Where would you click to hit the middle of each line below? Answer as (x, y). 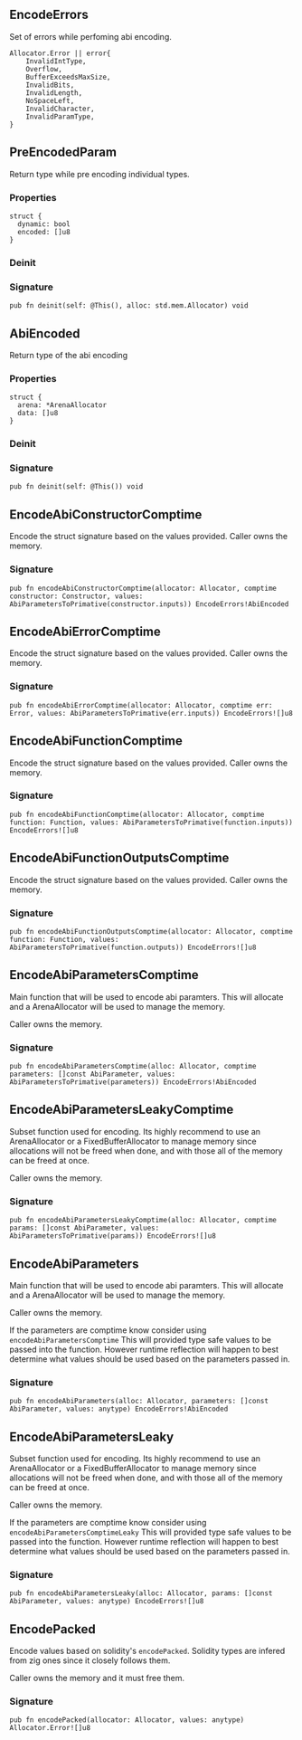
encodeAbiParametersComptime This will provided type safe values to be (140, 1339)
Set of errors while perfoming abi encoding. (90, 36)
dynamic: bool (44, 224)
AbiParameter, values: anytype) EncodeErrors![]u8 (107, 1602)
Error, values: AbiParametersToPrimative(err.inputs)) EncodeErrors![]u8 (151, 713)
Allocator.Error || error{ (60, 53)
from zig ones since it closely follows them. (90, 1660)
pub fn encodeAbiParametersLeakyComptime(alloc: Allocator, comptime (143, 1221)
